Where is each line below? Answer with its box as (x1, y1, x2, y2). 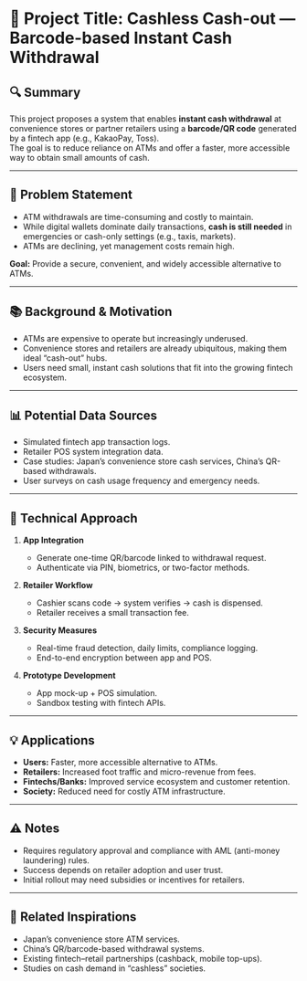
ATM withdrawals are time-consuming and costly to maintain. (22, 211, 254, 222)
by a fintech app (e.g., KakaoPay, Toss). (9, 132, 160, 143)
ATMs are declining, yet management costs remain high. (22, 240, 235, 251)
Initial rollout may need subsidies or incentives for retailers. (22, 874, 245, 885)
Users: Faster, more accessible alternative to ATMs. (22, 757, 218, 768)
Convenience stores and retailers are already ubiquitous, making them (22, 343, 288, 353)
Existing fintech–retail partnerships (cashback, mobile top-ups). (22, 953, 263, 964)
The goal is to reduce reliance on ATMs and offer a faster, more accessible (9, 142, 291, 153)
